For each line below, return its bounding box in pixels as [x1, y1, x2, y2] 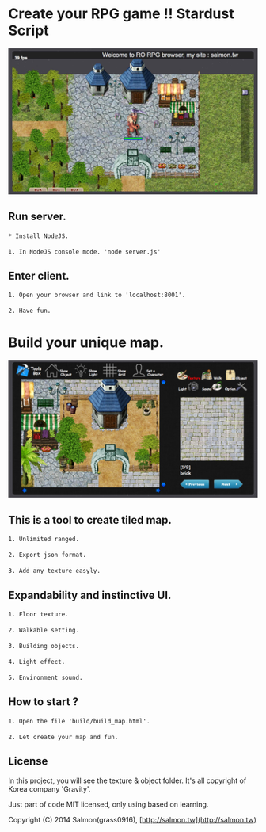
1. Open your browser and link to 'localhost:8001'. [8, 291, 186, 300]
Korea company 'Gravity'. [8, 784, 91, 793]
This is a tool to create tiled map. [8, 513, 173, 527]
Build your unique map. [8, 334, 165, 351]
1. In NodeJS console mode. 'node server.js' [8, 247, 161, 256]
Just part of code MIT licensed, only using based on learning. [8, 800, 209, 809]
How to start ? [8, 695, 79, 709]
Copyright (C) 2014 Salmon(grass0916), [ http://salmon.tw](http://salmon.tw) [8, 815, 257, 824]
